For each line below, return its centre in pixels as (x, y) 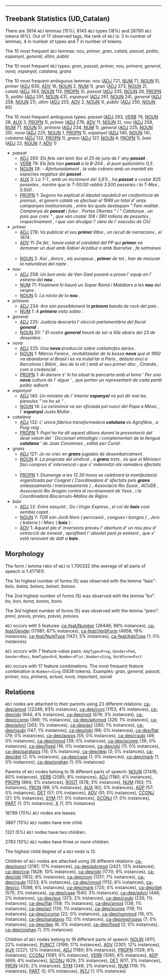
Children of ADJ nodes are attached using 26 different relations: (70, 861)
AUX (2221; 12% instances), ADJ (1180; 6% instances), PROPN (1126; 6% (80, 950)
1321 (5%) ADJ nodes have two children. (45, 832)
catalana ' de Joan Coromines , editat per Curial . (71, 443)
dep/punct (16, 866)
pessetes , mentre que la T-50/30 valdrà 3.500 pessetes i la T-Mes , (90, 184)
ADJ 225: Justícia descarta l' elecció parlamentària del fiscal (83, 322)
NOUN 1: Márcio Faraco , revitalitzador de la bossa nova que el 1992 (90, 353)
